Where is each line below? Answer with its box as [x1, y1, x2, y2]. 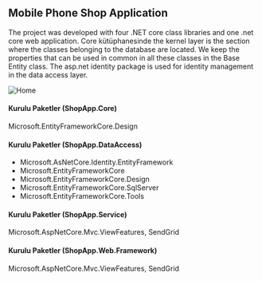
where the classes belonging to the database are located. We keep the [8, 44, 240, 54]
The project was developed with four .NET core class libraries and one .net [8, 27, 254, 37]
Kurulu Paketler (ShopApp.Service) [8, 209, 127, 219]
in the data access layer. [8, 69, 88, 79]
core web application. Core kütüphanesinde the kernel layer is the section [8, 36, 250, 46]
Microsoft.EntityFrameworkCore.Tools [19, 192, 145, 201]
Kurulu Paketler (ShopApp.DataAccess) [8, 140, 143, 149]
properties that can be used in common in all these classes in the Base [8, 53, 240, 62]
